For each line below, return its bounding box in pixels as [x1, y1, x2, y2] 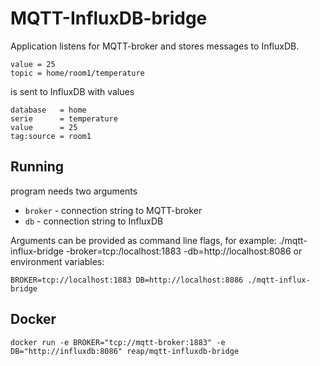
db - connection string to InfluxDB [24, 215, 164, 227]
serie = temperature [10, 113, 118, 124]
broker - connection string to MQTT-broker [24, 204, 203, 216]
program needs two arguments [10, 185, 138, 197]
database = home [10, 105, 87, 115]
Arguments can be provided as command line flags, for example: [10, 234, 277, 246]
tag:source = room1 [10, 131, 92, 141]
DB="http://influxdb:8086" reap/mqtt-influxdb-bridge [10, 346, 240, 356]
